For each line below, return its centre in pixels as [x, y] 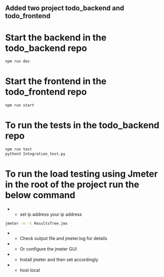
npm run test [19, 149]
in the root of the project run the [72, 184]
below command [40, 195]
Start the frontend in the [56, 81]
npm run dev [17, 61]
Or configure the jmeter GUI [48, 249]
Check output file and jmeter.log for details [64, 238]
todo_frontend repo [46, 92]
